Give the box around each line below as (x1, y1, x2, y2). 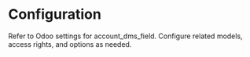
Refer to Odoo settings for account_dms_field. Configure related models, (8, 31, 243, 41)
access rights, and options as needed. (8, 39, 132, 48)
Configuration (8, 5, 102, 23)
